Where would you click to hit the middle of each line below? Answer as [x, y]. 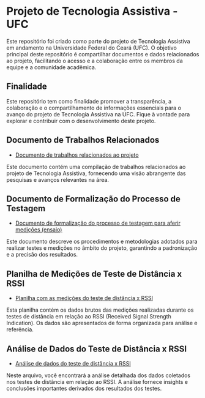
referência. [20, 329]
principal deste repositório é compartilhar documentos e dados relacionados [103, 54]
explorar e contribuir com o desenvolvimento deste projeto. [81, 121]
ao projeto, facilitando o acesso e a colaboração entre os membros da [95, 61]
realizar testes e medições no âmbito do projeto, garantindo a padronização [102, 248]
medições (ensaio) [39, 230]
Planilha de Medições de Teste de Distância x [94, 274]
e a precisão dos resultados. [42, 255]
